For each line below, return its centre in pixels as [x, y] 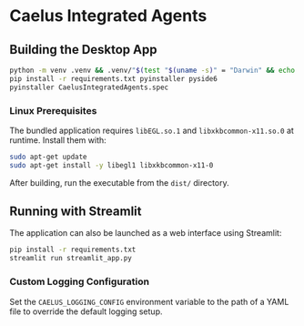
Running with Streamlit [76, 212]
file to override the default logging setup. [86, 311]
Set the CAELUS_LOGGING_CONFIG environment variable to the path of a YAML [149, 301]
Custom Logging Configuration [80, 281]
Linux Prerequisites [53, 110]
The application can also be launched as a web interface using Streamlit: [146, 233]
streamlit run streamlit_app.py [71, 259]
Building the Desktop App [83, 50]
